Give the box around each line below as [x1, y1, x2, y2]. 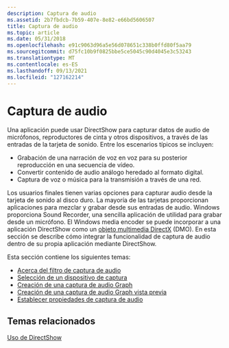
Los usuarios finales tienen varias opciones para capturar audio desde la [7, 189, 213, 197]
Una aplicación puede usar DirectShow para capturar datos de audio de [7, 126, 210, 134]
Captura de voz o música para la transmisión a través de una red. [16, 175, 202, 184]
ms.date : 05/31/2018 [7, 36, 67, 42]
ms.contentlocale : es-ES [7, 61, 78, 68]
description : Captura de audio [7, 10, 97, 17]
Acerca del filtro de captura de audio [16, 266, 121, 275]
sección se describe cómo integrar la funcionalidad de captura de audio [7, 232, 210, 240]
